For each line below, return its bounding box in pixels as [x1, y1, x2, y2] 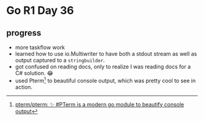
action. [15, 83, 33, 91]
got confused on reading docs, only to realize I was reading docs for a [15, 63, 191, 70]
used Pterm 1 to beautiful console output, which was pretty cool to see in [15, 76, 196, 84]
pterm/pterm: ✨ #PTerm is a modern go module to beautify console [15, 100, 185, 108]
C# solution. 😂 [15, 70, 53, 76]
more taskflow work [15, 44, 66, 51]
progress [6, 28, 41, 38]
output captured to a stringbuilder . [15, 57, 105, 64]
